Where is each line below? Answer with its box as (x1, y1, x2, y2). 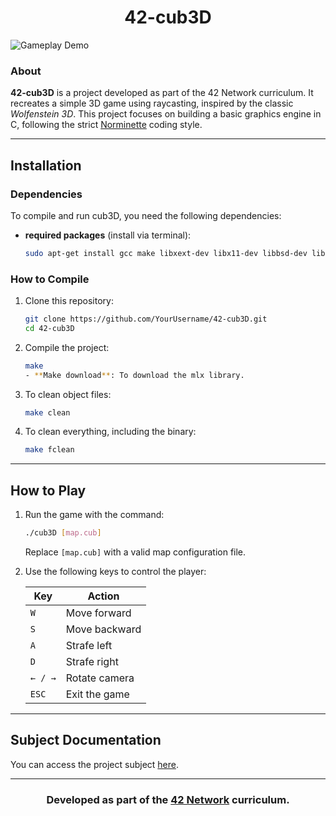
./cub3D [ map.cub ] (24, 528, 102, 538)
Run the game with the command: (24, 509, 165, 521)
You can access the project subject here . (10, 758, 180, 770)
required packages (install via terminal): (24, 229, 192, 241)
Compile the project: (24, 341, 110, 353)
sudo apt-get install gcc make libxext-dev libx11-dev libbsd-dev (24, 248, 308, 258)
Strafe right (65, 655, 119, 669)
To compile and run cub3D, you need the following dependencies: (10, 209, 282, 221)
